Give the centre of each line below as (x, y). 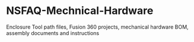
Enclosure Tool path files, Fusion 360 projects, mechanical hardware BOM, (97, 27)
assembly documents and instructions (53, 33)
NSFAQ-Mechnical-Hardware (80, 11)
